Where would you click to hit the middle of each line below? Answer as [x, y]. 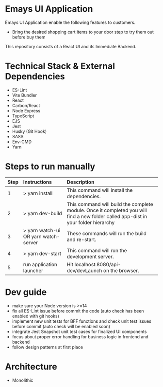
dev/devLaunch [84, 270]
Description [81, 182]
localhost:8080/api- [98, 264]
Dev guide [26, 292]
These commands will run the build [107, 233]
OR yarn [33, 236]
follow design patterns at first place [48, 347]
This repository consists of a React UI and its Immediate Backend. [71, 46]
